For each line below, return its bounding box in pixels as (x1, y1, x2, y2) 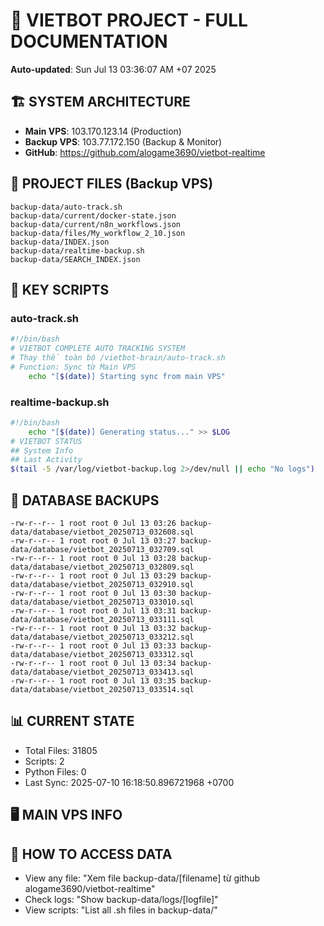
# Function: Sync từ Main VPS (10, 362, 137, 372)
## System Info (10, 445, 74, 456)
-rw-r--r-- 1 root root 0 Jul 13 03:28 (10, 553, 177, 563)
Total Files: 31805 (24, 744, 98, 756)
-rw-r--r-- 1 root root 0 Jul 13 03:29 (10, 570, 177, 581)
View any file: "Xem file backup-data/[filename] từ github (24, 872, 261, 884)
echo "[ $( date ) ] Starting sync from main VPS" (28, 371, 226, 381)
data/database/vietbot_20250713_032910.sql (10, 579, 195, 589)
